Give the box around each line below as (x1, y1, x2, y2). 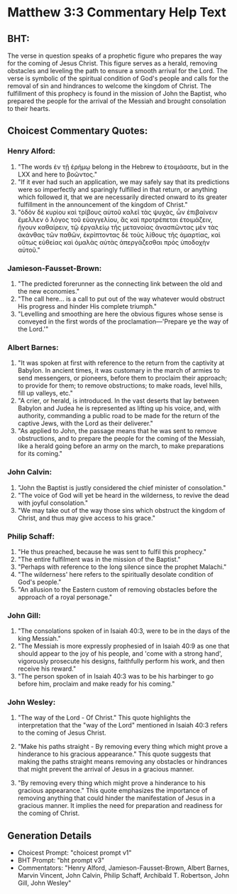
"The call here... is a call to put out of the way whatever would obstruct (17, 294, 225, 303)
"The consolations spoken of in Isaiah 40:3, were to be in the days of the (17, 627, 231, 635)
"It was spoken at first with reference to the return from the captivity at (17, 358, 225, 367)
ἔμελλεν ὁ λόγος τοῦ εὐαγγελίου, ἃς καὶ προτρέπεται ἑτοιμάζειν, (17, 215, 213, 224)
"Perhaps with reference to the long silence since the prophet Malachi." (17, 563, 227, 571)
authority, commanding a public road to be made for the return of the (17, 412, 220, 420)
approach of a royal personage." (17, 592, 112, 601)
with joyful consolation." (17, 499, 89, 507)
